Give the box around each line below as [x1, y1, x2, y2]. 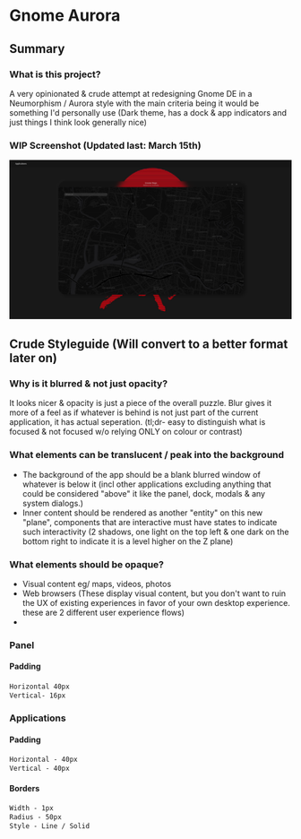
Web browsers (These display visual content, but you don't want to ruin [21, 588, 287, 599]
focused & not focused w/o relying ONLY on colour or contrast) [9, 427, 244, 437]
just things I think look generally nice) [9, 117, 148, 127]
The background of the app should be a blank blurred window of [21, 469, 262, 480]
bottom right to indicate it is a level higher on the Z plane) [21, 535, 234, 547]
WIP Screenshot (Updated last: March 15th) [9, 139, 202, 151]
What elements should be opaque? [9, 558, 164, 570]
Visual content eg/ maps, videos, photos [21, 578, 172, 589]
